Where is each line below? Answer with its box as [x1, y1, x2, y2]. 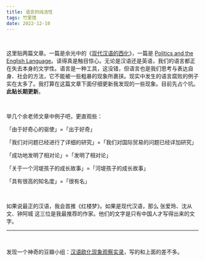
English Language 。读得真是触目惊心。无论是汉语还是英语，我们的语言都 [6, 57, 190, 65]
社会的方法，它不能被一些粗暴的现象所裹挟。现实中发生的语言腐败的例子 [16, 73, 199, 80]
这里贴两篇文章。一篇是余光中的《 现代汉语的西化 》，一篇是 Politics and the [6, 50, 193, 57]
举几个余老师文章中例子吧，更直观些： [6, 112, 103, 120]
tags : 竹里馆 [6, 15, 37, 21]
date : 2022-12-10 [6, 20, 51, 26]
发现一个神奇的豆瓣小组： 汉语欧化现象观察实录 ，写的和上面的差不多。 [6, 248, 183, 255]
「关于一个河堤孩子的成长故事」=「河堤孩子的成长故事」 [6, 164, 149, 172]
